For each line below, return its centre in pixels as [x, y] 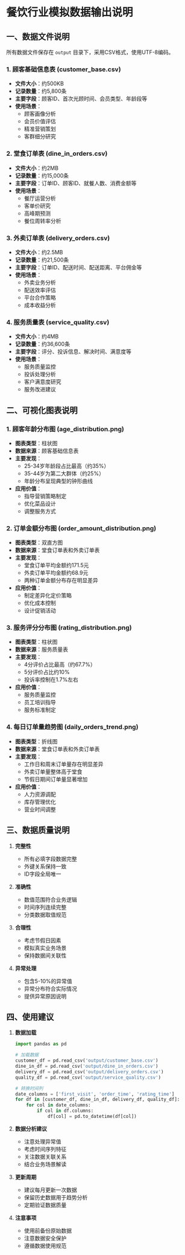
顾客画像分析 [40, 114]
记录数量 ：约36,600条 [42, 344]
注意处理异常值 [42, 1141]
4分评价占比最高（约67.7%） [60, 664]
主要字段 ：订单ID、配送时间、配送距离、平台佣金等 [78, 267]
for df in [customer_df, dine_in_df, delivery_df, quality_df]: [97, 1100]
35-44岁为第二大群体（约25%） [64, 473]
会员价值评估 [40, 121]
